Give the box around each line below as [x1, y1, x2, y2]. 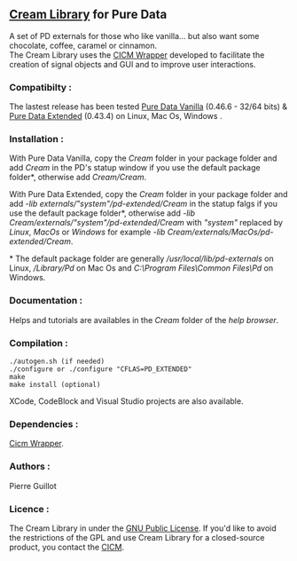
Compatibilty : [9, 81, 73, 93]
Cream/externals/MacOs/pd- [167, 226, 274, 238]
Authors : [9, 461, 51, 473]
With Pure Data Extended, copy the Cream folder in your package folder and [9, 189, 288, 200]
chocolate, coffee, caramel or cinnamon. [9, 40, 158, 51]
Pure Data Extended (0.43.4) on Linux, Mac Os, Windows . [9, 111, 223, 122]
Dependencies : [9, 417, 79, 430]
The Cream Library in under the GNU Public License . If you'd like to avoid [9, 523, 277, 533]
